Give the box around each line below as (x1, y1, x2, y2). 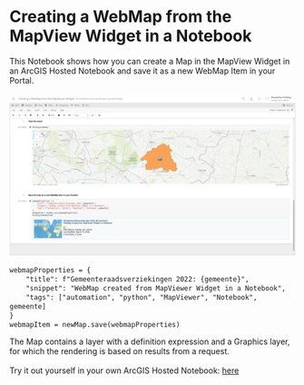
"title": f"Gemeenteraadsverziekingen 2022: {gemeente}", (25, 275, 250, 284)
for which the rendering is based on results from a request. (9, 346, 230, 357)
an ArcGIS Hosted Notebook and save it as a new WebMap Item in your (9, 65, 276, 76)
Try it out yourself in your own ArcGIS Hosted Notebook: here (9, 365, 240, 376)
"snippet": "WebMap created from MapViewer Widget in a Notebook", (25, 284, 286, 293)
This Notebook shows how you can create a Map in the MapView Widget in (9, 55, 290, 66)
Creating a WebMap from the (9, 6, 232, 27)
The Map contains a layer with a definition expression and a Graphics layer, (9, 336, 290, 347)
